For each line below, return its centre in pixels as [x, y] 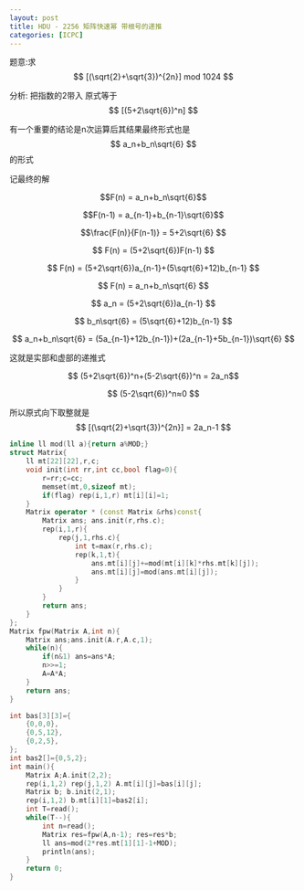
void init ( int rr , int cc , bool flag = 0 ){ [102, 470]
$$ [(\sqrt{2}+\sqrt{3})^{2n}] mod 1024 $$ [153, 77]
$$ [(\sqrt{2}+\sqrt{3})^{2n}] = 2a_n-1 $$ [153, 428]
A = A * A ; [55, 673]
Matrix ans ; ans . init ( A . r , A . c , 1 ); [89, 640]
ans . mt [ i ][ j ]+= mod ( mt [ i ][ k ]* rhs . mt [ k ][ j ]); [175, 563]
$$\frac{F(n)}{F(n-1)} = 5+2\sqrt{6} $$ [153, 233]
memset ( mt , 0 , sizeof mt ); [89, 487]
